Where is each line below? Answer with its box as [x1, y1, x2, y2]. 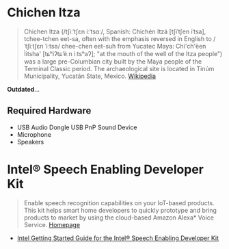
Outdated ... [7, 85, 40, 93]
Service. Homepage [23, 220, 81, 228]
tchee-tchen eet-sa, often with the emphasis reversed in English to [23, 34, 212, 42]
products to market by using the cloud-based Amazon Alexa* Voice [23, 213, 214, 222]
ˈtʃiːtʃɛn [23, 42, 44, 50]
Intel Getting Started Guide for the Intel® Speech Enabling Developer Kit [16, 234, 219, 242]
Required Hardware [7, 105, 92, 117]
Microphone [16, 130, 51, 138]
